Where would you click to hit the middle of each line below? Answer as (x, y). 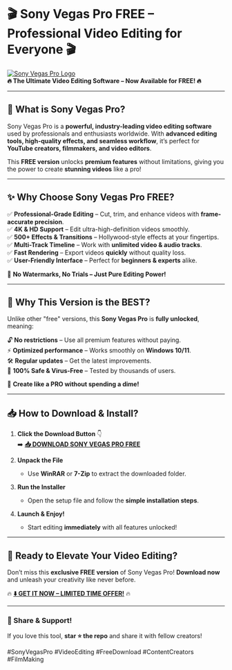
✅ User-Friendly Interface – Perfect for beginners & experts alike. (102, 260)
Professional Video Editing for (95, 34)
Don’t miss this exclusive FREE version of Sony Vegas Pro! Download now (114, 572)
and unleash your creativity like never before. (71, 580)
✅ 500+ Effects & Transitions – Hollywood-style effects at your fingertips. (113, 237)
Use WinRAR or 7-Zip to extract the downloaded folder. (107, 474)
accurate (20, 221)
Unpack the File (40, 460)
